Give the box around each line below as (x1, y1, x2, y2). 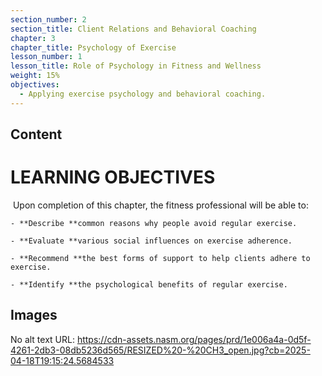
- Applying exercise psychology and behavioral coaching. (19, 89, 267, 99)
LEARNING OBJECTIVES (10, 166, 216, 189)
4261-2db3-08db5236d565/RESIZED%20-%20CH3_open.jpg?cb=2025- (10, 344, 311, 356)
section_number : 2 (10, 14, 87, 25)
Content (10, 126, 63, 143)
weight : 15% (10, 71, 60, 81)
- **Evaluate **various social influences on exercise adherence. (10, 236, 293, 246)
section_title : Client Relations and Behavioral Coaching (10, 24, 257, 34)
